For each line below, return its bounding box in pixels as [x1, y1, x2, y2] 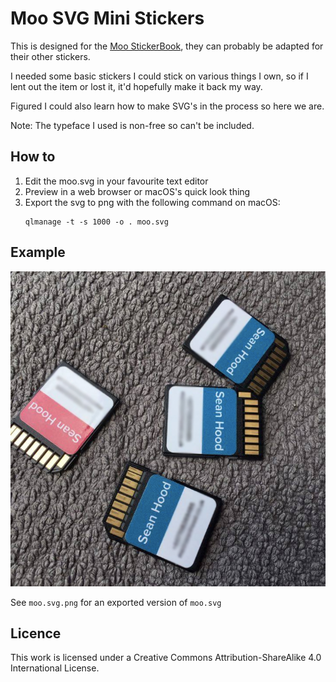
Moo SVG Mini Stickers [10, 7, 205, 30]
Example [10, 244, 66, 261]
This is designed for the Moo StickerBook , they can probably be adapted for [10, 40, 324, 52]
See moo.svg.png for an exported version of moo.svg [10, 596, 222, 608]
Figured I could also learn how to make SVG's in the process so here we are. [10, 100, 325, 112]
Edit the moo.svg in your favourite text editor [24, 175, 209, 187]
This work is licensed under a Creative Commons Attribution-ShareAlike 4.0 [10, 652, 322, 664]
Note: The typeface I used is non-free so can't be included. [10, 119, 255, 131]
